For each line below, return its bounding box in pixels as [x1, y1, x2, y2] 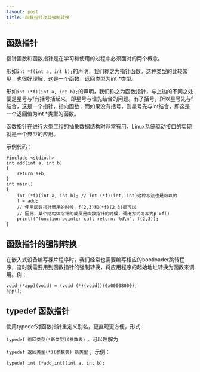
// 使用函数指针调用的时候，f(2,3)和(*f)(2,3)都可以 [17, 205, 136, 211]
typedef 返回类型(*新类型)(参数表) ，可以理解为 [6, 336, 118, 343]
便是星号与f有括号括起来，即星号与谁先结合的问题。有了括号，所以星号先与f [6, 95, 193, 102]
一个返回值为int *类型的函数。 [6, 110, 79, 117]
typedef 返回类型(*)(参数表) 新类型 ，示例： [6, 348, 111, 355]
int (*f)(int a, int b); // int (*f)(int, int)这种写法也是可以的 [17, 193, 177, 199]
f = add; [17, 198, 39, 204]
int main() [6, 181, 33, 187]
